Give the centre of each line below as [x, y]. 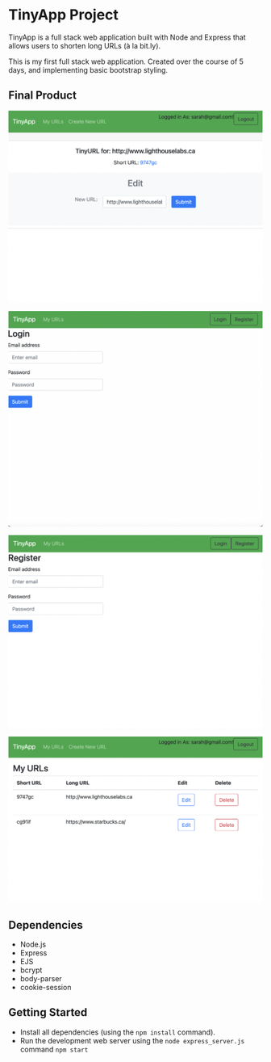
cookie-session [46, 987]
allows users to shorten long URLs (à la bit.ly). [85, 45]
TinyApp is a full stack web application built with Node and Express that [127, 37]
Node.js [33, 944]
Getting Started [48, 1012]
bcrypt [31, 970]
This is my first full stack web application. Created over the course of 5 [126, 61]
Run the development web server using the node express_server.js [132, 1040]
